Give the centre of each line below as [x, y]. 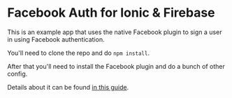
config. [17, 74]
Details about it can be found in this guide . [68, 87]
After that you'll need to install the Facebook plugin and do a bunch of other [116, 66]
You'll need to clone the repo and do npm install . [79, 53]
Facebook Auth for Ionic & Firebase [111, 13]
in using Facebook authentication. [56, 39]
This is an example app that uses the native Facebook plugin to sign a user [115, 32]
